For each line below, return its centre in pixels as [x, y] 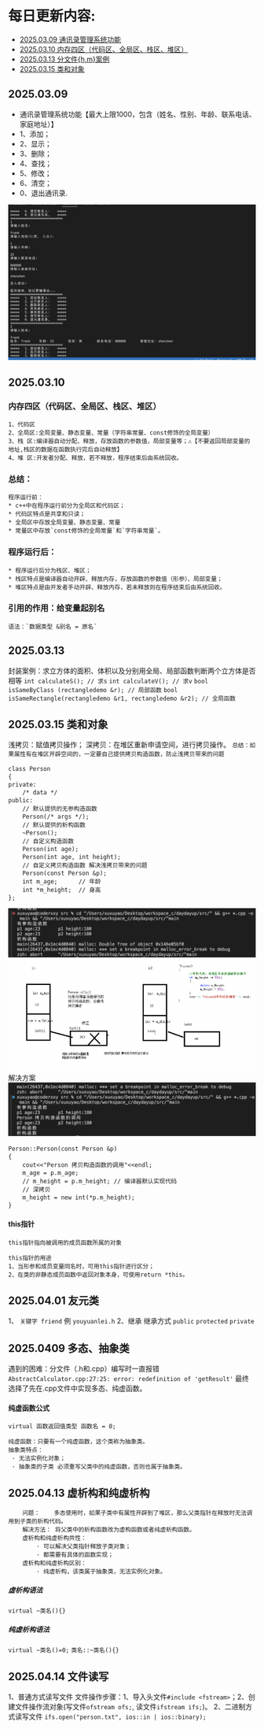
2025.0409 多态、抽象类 [69, 1348]
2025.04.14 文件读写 [59, 1677]
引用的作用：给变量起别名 [57, 609]
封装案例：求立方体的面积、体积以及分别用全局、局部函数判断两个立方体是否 [132, 671]
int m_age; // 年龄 [62, 882]
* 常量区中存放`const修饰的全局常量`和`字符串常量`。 [86, 531]
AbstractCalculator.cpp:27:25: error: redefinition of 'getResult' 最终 [129, 1379]
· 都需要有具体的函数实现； [75, 1555]
